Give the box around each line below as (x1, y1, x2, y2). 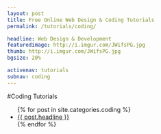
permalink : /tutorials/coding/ (7, 23, 97, 30)
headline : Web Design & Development (7, 35, 112, 42)
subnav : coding (7, 73, 51, 80)
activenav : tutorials (7, 67, 69, 74)
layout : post (7, 10, 45, 17)
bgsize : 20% (7, 54, 41, 62)
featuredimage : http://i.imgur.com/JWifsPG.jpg (7, 42, 146, 49)
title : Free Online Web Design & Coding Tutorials (7, 16, 155, 23)
